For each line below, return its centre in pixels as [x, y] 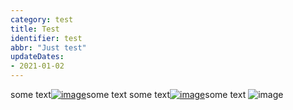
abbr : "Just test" [48, 47]
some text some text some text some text [128, 94]
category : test [42, 19]
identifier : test [46, 38]
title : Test [35, 29]
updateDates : [37, 57]
